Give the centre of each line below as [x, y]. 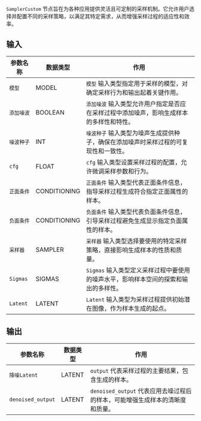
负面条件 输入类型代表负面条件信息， [136, 212]
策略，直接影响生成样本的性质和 [131, 249]
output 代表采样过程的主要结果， [136, 371]
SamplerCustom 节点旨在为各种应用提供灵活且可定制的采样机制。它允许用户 [98, 9]
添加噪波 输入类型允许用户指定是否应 [136, 104]
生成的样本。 [114, 380]
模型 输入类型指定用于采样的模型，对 [137, 83]
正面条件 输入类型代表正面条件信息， [136, 182]
